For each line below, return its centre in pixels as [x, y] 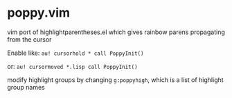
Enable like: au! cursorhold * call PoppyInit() [75, 53]
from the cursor [29, 39]
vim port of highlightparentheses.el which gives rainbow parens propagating [116, 32]
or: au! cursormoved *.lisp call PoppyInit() [72, 66]
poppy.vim [39, 13]
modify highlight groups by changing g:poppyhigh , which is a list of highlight [115, 80]
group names [26, 87]
